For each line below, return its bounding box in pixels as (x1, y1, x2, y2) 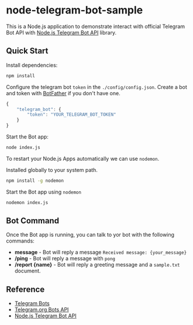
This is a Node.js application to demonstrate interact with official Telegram (6, 23, 185, 30)
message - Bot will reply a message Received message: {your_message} (14, 249, 187, 256)
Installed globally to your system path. (6, 166, 98, 173)
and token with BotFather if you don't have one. (6, 89, 121, 96)
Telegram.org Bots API (14, 306, 69, 313)
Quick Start (6, 46, 49, 56)
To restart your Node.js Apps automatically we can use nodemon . (6, 155, 160, 162)
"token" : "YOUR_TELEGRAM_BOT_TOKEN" (27, 112, 116, 117)
